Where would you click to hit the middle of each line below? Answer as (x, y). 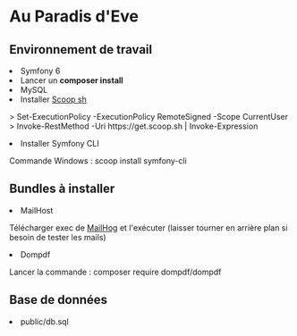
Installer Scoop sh (54, 99)
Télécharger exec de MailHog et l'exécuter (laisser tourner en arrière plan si (148, 227)
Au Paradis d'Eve (74, 17)
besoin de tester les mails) (58, 237)
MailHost (37, 210)
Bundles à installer (62, 189)
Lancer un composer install (72, 80)
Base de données (59, 300)
